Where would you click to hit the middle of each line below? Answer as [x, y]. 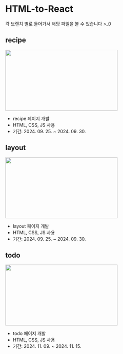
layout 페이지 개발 [31, 226]
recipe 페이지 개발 [31, 118]
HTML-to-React [39, 9]
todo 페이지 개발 [29, 334]
